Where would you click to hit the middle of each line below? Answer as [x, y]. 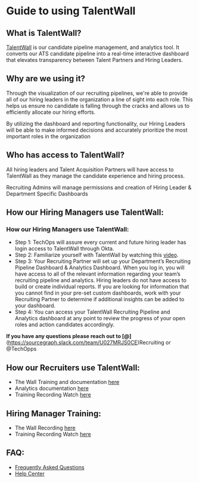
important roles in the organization [49, 136]
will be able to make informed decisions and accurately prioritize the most [97, 130]
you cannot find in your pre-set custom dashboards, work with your [98, 293]
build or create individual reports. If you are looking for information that [102, 287]
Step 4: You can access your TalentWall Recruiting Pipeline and [92, 312]
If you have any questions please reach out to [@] [69, 336]
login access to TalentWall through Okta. [64, 249]
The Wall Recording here [45, 428]
